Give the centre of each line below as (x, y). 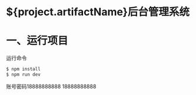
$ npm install (24, 69)
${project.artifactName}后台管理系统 (98, 12)
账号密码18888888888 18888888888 (51, 86)
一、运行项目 (37, 41)
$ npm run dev (24, 75)
